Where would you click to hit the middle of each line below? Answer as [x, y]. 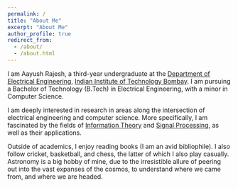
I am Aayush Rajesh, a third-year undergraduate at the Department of [109, 73]
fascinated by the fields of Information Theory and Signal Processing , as [113, 125]
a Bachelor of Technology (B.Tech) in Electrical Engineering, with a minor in [118, 89]
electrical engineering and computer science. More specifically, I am [108, 117]
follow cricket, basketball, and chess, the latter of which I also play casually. [118, 154]
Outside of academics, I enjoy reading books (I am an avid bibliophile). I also [119, 146]
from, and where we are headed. [55, 176]
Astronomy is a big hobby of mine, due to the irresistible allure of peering [114, 161]
